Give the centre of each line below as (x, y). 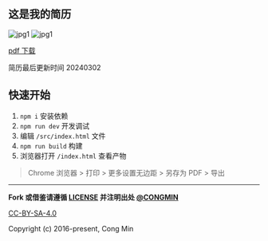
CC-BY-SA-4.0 (33, 213)
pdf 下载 (22, 50)
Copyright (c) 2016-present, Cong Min (71, 228)
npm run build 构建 (51, 145)
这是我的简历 (40, 14)
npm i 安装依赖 (44, 116)
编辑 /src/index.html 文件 (63, 136)
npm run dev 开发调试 (55, 125)
